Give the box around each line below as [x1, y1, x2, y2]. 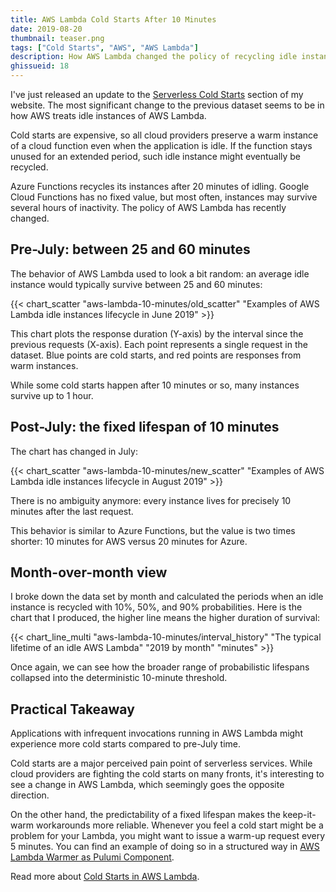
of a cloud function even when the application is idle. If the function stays [10, 140, 313, 151]
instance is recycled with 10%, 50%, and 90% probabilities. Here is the [10, 601, 303, 613]
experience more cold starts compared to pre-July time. [10, 738, 242, 750]
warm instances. [10, 359, 79, 371]
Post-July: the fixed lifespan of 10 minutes [10, 419, 280, 436]
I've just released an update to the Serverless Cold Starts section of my [10, 89, 304, 100]
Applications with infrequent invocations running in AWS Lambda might [10, 727, 303, 740]
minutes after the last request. [10, 505, 134, 517]
